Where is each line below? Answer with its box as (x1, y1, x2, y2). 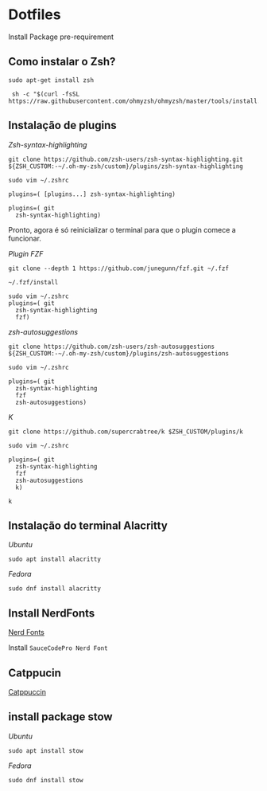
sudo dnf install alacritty (8, 585, 102, 593)
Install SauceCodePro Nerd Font (8, 643, 109, 652)
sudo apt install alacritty (8, 555, 102, 563)
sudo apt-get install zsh (8, 76, 94, 84)
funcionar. (8, 233, 42, 243)
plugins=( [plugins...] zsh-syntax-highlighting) (8, 190, 176, 198)
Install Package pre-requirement (8, 32, 114, 41)
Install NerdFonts (8, 606, 95, 620)
